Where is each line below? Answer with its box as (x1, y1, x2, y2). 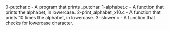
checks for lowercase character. (5, 20, 73, 26)
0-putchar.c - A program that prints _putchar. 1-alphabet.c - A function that (5, 4, 164, 10)
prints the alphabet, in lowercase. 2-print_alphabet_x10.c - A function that (5, 9, 161, 15)
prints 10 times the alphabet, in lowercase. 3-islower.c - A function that (5, 15, 155, 20)
